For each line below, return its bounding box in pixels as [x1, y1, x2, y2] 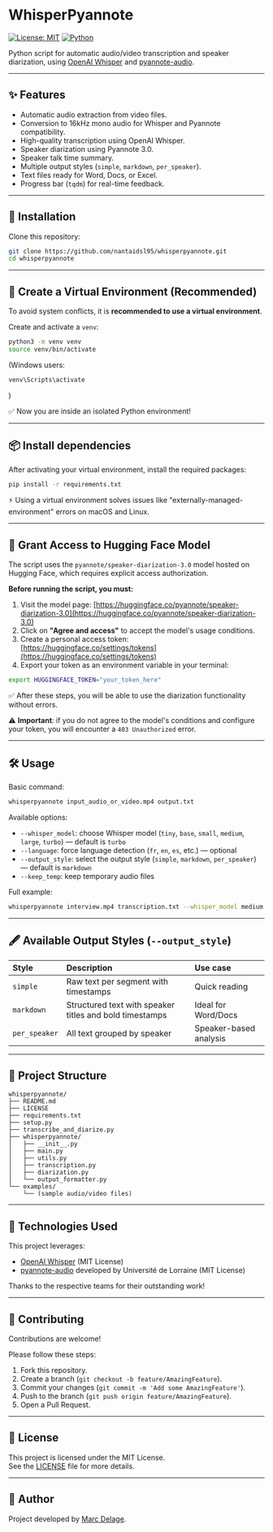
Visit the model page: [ [19, 599, 97, 610]
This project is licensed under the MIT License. [8, 1452, 166, 1462]
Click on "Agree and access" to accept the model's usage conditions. [19, 625, 256, 635]
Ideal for [194, 999, 227, 1011]
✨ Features [8, 88, 66, 102]
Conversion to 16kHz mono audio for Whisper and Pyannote [19, 118, 221, 128]
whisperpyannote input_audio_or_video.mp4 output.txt [8, 798, 195, 806]
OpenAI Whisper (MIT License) [19, 1257, 124, 1266]
